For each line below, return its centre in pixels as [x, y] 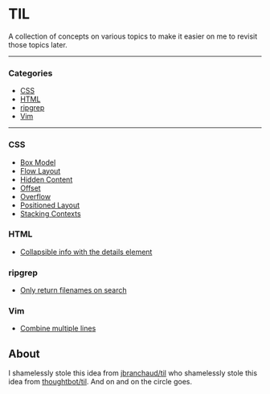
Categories [31, 73]
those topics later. [38, 44]
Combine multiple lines [58, 328]
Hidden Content [46, 179]
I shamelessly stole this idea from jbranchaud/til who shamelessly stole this [133, 373]
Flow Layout [40, 170]
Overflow [35, 196]
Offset [31, 188]
